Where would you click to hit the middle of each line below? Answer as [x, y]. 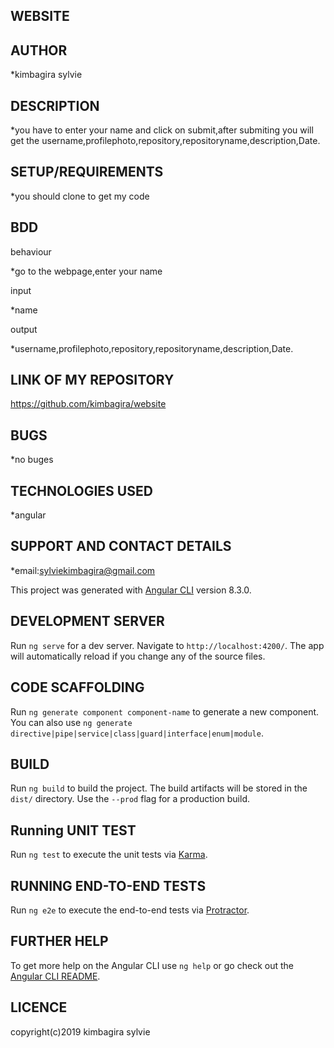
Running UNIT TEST [73, 830]
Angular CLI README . [55, 976]
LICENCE [39, 1007]
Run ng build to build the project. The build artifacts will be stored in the [159, 788]
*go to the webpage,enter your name [86, 271]
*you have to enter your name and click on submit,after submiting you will [162, 130]
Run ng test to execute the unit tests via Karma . [109, 855]
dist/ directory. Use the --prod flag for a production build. [130, 799]
